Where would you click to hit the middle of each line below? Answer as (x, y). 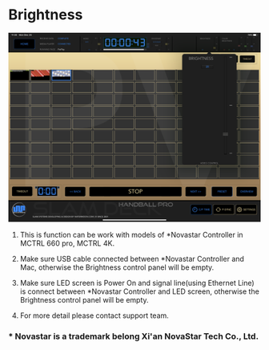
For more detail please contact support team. (94, 315)
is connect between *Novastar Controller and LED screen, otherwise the (140, 291)
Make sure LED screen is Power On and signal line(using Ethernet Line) (137, 283)
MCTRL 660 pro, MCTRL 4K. (67, 243)
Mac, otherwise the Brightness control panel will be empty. (117, 267)
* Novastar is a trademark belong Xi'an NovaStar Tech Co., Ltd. (133, 336)
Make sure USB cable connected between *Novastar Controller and (132, 259)
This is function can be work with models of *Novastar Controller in (131, 235)
